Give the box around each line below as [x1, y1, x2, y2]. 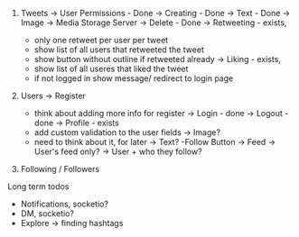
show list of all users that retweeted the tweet [33, 44, 204, 55]
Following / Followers [20, 164, 100, 174]
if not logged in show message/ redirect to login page [33, 73, 234, 84]
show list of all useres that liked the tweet [33, 63, 189, 74]
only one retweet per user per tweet [33, 35, 169, 45]
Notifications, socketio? [20, 198, 109, 209]
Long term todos [7, 181, 70, 192]
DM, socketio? [20, 208, 75, 219]
